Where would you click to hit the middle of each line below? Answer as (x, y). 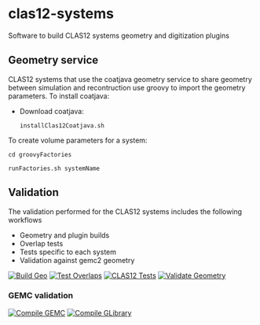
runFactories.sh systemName (54, 168)
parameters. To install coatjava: (59, 96)
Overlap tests (41, 243)
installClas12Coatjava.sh (62, 126)
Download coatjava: (51, 111)
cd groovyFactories (40, 154)
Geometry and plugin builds (64, 235)
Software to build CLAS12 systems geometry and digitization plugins (119, 35)
